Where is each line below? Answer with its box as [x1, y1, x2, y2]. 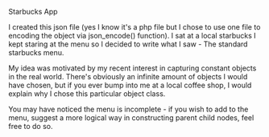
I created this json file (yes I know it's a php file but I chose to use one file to [8, 22, 261, 31]
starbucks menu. [8, 48, 64, 57]
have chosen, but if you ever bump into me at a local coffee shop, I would [8, 80, 252, 90]
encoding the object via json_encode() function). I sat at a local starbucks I [8, 31, 256, 40]
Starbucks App [8, 7, 58, 16]
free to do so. [8, 122, 53, 131]
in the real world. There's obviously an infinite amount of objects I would [8, 72, 248, 81]
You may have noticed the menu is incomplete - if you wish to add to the [8, 104, 249, 114]
